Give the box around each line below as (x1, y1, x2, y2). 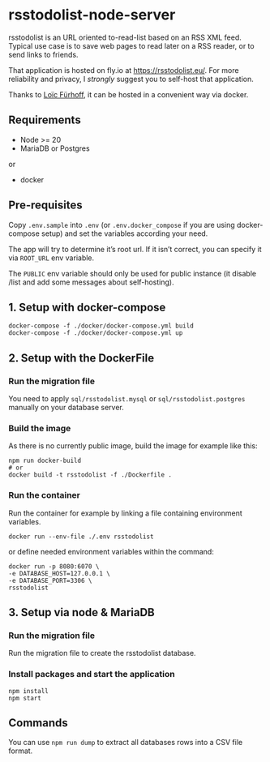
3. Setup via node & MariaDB (8, 606, 156, 619)
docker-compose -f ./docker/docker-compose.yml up (8, 329, 183, 337)
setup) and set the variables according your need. (41, 229, 208, 238)
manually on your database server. (8, 403, 124, 413)
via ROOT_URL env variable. (8, 253, 95, 263)
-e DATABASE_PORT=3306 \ (8, 576, 92, 584)
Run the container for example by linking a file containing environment (8, 508, 243, 518)
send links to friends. (8, 49, 79, 59)
